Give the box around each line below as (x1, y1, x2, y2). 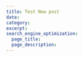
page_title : (11, 36, 41, 42)
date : (6, 14, 20, 20)
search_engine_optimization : (6, 31, 78, 37)
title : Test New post (6, 8, 60, 15)
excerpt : (6, 25, 28, 31)
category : (6, 20, 31, 26)
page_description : (11, 42, 58, 48)
